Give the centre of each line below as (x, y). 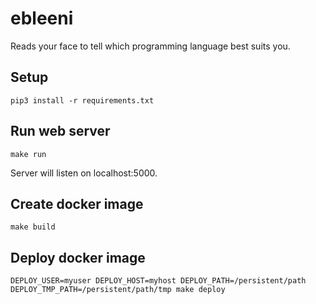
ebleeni (42, 18)
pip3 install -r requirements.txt (82, 100)
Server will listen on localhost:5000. (84, 173)
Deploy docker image (78, 257)
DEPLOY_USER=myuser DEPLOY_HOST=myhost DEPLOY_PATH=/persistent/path (158, 281)
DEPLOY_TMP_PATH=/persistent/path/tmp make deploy (118, 290)
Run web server (60, 131)
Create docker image (77, 203)
